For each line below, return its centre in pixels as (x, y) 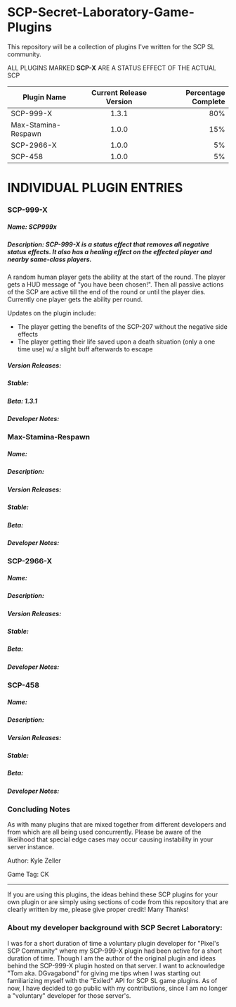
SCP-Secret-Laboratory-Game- (101, 12)
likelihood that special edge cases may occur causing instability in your (110, 839)
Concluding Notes (39, 809)
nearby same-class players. (50, 259)
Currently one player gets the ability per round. (75, 299)
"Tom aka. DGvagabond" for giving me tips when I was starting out (104, 973)
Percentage (205, 92)
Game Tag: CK (28, 875)
